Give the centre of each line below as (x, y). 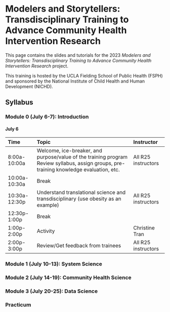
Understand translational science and (81, 192)
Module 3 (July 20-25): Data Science (51, 291)
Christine (144, 228)
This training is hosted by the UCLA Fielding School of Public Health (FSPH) (84, 75)
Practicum (18, 305)
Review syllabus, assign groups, (75, 164)
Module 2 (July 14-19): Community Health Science (68, 278)
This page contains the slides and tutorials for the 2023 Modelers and (78, 55)
